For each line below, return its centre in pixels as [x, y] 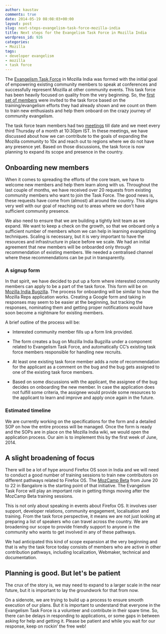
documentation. [21, 558]
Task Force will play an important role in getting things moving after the [77, 491]
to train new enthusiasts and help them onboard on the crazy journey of [78, 111]
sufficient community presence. [38, 211]
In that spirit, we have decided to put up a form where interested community [83, 281]
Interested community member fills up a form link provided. [73, 332]
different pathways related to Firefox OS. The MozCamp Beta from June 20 [82, 480]
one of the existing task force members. [53, 372]
